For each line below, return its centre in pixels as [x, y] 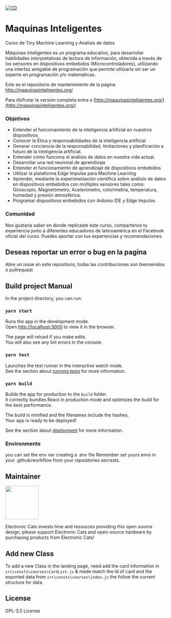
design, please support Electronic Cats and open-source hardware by [79, 532]
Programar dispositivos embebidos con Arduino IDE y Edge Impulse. [84, 201]
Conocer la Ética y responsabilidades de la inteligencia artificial [79, 141]
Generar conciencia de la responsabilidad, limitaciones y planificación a [88, 146]
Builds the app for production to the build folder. [56, 394]
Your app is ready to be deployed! [41, 421]
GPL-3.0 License [23, 611]
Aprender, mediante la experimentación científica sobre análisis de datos [89, 179]
